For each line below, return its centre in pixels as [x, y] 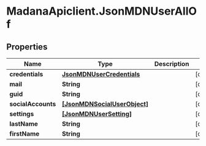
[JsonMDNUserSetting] [97, 114]
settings [22, 114]
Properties [27, 47]
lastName [24, 124]
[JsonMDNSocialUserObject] [105, 104]
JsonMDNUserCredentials [101, 74]
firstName [25, 134]
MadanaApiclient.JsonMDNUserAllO [102, 11]
